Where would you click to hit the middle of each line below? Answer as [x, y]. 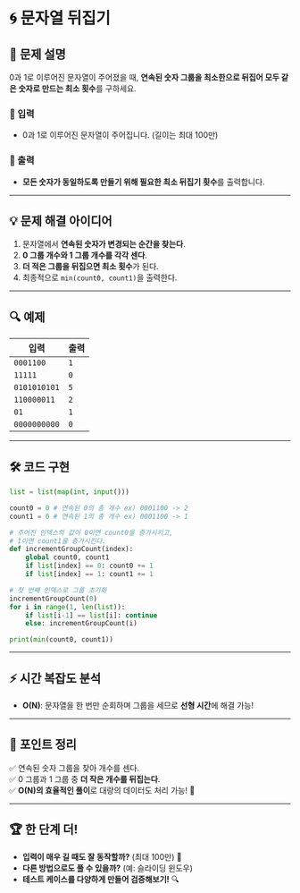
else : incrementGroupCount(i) [82, 624]
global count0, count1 [67, 557]
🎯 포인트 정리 [43, 745]
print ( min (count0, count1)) [62, 640]
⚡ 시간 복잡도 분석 [55, 678]
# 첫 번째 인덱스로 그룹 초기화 [58, 590]
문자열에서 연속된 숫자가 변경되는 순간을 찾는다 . [104, 244]
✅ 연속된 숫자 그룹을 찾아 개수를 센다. [75, 768]
